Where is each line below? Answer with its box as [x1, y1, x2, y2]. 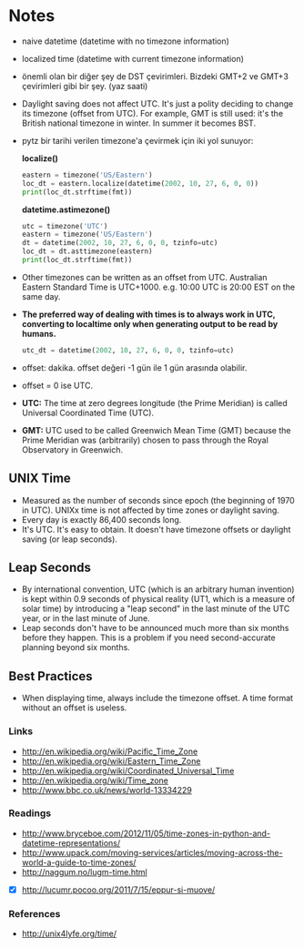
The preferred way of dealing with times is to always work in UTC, [21, 309, 276, 320]
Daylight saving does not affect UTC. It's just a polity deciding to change [21, 97, 294, 109]
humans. [21, 328, 56, 339]
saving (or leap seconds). [21, 534, 117, 545]
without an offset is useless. [21, 702, 127, 713]
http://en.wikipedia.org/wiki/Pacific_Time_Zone [21, 746, 198, 757]
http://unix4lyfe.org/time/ [21, 928, 117, 939]
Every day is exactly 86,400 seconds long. [21, 514, 182, 525]
